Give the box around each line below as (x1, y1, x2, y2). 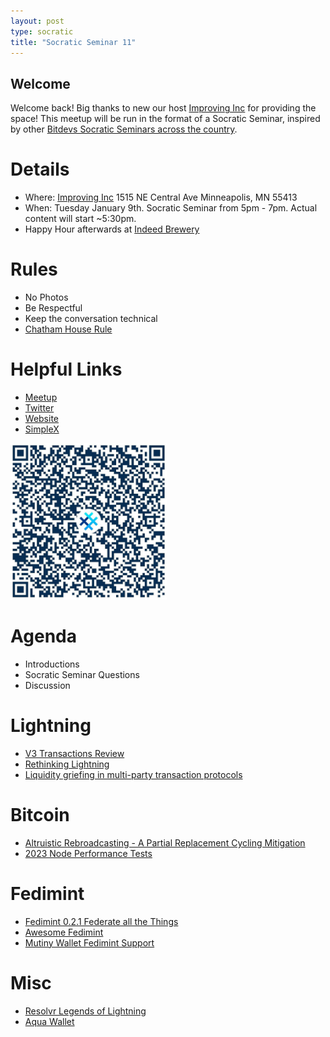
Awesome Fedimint (24, 926, 104, 938)
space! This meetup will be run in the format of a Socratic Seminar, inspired (10, 113, 321, 125)
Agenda (10, 625, 77, 648)
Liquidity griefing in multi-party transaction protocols (24, 768, 243, 780)
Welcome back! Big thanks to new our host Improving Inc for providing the (10, 102, 317, 114)
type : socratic (10, 26, 74, 37)
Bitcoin (10, 804, 70, 827)
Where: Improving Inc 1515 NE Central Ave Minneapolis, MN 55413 (24, 191, 298, 204)
